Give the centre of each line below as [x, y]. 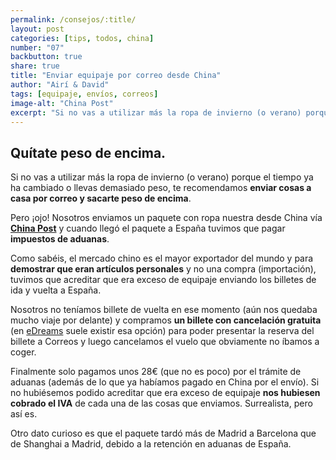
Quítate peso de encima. [88, 152]
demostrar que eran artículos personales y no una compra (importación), [163, 269]
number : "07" [37, 47]
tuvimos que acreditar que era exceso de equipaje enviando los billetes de [163, 280]
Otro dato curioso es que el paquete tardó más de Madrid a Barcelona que [163, 433]
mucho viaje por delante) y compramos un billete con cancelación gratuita [166, 320]
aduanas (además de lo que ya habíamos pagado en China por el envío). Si [165, 382]
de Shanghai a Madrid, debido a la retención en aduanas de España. [151, 444]
